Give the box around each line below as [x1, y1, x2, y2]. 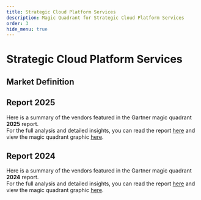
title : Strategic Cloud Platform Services [6, 9, 116, 15]
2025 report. [6, 120, 39, 127]
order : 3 [6, 20, 29, 26]
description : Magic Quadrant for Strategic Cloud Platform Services [6, 15, 185, 21]
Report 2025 [6, 97, 56, 108]
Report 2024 [6, 151, 56, 161]
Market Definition [6, 76, 75, 87]
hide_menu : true [6, 26, 48, 32]
